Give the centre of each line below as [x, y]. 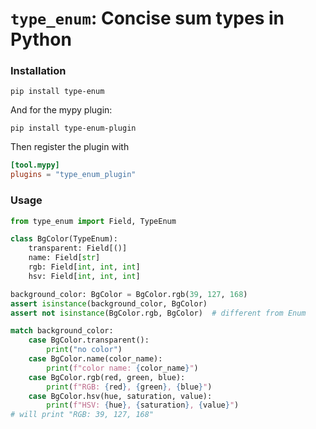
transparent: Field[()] [78, 248]
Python [41, 39]
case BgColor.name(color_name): [95, 359]
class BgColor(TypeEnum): [64, 239]
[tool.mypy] [35, 165]
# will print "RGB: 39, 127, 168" [82, 415]
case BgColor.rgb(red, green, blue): [107, 377]
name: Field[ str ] [64, 258]
